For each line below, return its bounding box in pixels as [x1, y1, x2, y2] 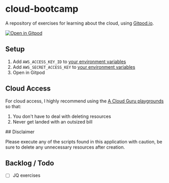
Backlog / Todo [5, 158, 54, 167]
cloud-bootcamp [5, 3, 78, 15]
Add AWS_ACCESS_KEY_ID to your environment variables [12, 58, 126, 65]
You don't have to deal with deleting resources [12, 113, 111, 119]
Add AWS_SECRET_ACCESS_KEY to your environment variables [12, 64, 136, 70]
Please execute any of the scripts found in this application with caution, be [5, 138, 162, 145]
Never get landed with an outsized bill [12, 118, 93, 125]
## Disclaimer [5, 129, 35, 135]
